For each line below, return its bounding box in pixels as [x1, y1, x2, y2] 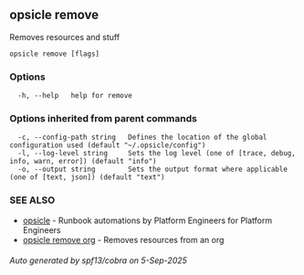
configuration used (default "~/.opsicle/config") [9, 141, 206, 150]
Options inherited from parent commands [9, 112, 198, 125]
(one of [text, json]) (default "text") [9, 173, 166, 182]
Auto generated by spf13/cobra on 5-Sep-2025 [9, 255, 187, 266]
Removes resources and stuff [9, 31, 121, 42]
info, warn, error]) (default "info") [9, 157, 157, 166]
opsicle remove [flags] [9, 49, 100, 58]
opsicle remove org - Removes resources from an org [22, 234, 225, 245]
